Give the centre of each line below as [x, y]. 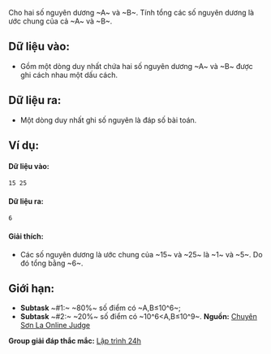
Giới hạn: [32, 289]
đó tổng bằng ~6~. [52, 263]
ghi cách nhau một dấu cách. [69, 75]
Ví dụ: [24, 146]
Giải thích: [26, 236]
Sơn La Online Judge [55, 326]
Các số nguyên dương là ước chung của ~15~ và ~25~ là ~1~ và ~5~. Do [141, 254]
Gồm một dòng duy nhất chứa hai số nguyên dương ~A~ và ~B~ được [136, 66]
